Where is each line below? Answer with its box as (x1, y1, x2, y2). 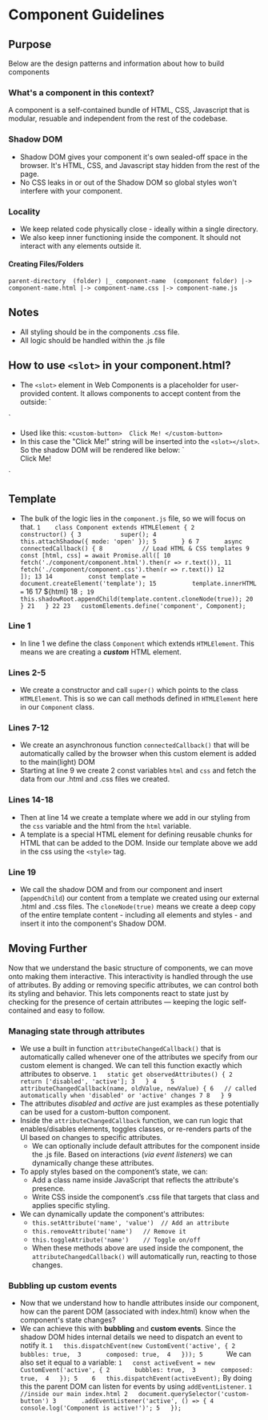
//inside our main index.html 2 (19, 1390, 128, 1398)
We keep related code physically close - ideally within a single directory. (19, 224, 258, 234)
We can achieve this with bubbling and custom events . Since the (19, 1324, 236, 1334)
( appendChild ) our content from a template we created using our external (19, 894, 260, 903)
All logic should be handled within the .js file (19, 335, 166, 345)
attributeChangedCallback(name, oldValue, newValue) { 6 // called (19, 1085, 258, 1093)
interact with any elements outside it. (19, 241, 142, 250)
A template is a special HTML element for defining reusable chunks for (19, 830, 253, 839)
